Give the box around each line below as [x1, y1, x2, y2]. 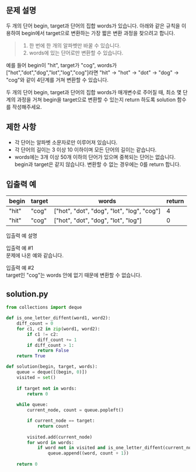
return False [37, 347, 69, 354]
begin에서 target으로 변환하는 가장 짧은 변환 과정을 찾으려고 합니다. [21, 29, 176, 36]
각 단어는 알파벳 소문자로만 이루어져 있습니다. [14, 139, 118, 146]
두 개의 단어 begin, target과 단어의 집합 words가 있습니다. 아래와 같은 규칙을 [6, 22, 180, 29]
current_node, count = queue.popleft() [27, 407, 124, 414]
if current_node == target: [27, 418, 95, 423]
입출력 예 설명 [6, 232, 38, 239]
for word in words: [27, 439, 75, 446]
